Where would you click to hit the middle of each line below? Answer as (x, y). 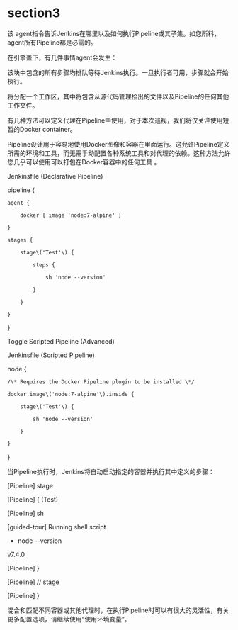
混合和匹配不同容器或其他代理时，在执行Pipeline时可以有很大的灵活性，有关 (118, 610)
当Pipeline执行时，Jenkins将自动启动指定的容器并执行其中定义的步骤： (111, 471)
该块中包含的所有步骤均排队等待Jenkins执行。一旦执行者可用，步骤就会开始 (118, 72)
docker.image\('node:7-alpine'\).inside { (71, 394)
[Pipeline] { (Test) (33, 499)
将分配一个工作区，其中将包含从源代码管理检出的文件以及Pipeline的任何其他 (118, 96)
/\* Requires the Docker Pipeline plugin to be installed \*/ (101, 382)
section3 (34, 13)
